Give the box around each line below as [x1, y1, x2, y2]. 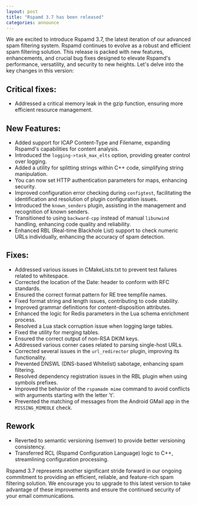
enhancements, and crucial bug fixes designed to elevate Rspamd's [6, 54, 171, 62]
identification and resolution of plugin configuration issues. [14, 196, 158, 203]
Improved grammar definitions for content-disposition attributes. [14, 304, 172, 311]
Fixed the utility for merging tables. [14, 328, 100, 335]
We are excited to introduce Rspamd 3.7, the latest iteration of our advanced [6, 36, 191, 43]
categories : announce [6, 19, 60, 25]
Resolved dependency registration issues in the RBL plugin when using [14, 373, 188, 380]
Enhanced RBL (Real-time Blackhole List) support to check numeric [14, 227, 179, 234]
